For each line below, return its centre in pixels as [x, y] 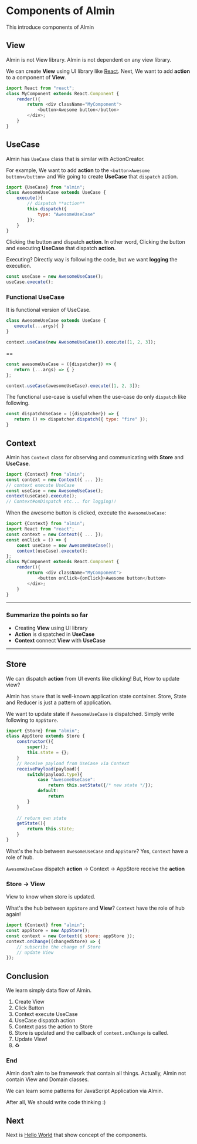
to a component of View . [36, 77]
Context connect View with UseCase [60, 640]
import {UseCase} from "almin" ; [45, 187]
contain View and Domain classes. [47, 1079]
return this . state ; [51, 829]
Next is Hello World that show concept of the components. [77, 1135]
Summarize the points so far [47, 615]
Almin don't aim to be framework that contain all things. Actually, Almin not [96, 1074]
